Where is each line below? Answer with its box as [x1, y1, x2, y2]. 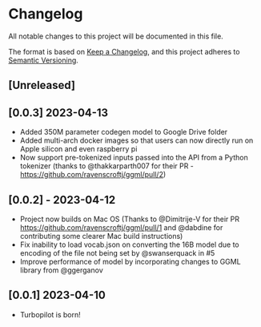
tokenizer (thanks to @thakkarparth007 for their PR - [19, 161, 195, 171]
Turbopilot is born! [19, 309, 82, 319]
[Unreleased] [8, 79, 76, 92]
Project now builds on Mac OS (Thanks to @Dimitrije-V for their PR [19, 214, 240, 224]
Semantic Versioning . [8, 55, 78, 65]
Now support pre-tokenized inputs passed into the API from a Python [19, 153, 248, 163]
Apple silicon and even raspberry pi [19, 144, 138, 154]
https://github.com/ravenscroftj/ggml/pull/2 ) [19, 170, 167, 180]
